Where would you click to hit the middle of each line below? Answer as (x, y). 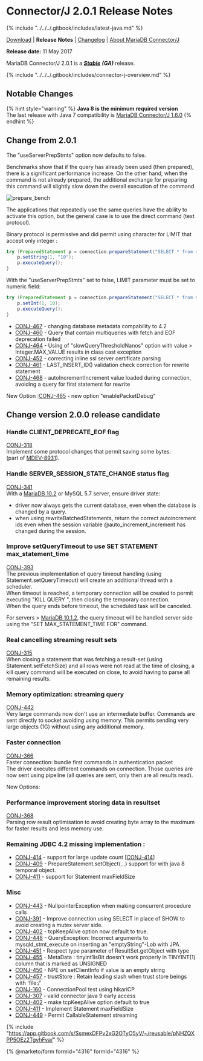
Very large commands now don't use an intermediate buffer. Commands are (101, 714)
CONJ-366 (20, 756)
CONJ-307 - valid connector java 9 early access (75, 996)
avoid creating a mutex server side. (59, 925)
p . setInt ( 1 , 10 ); (39, 303)
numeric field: (24, 286)
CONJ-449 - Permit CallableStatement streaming (76, 1015)
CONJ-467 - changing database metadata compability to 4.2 (91, 326)
